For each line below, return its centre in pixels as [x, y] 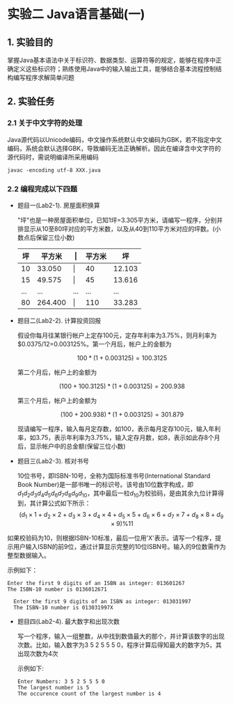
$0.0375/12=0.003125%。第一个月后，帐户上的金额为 [94, 344]
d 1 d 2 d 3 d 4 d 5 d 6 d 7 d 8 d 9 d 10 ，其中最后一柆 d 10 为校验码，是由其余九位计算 [118, 494]
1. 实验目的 [30, 42]
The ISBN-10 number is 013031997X [63, 607]
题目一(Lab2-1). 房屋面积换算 [59, 205]
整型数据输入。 [29, 555]
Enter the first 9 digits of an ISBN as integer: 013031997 [102, 601]
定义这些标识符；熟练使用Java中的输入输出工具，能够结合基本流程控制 [114, 69]
